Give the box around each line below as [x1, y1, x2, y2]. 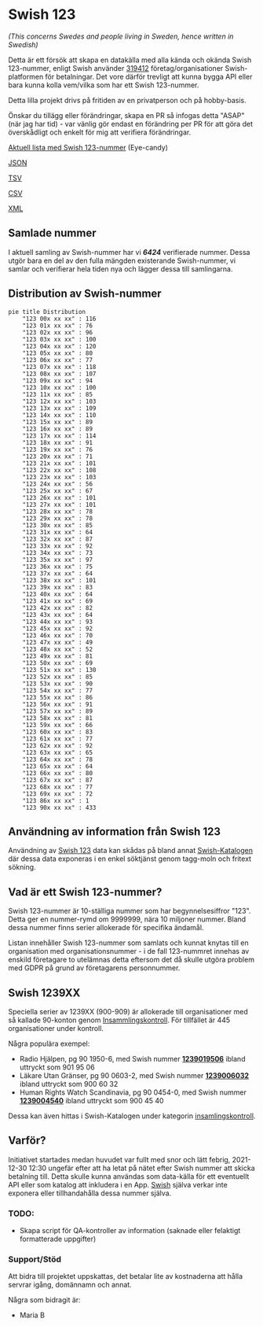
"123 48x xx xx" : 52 [22, 645, 93, 653]
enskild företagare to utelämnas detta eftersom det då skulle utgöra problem [8, 955, 255, 965]
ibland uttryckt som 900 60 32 [19, 1080, 119, 1088]
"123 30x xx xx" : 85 [22, 521, 93, 529]
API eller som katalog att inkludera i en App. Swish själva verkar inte [8, 1180, 228, 1189]
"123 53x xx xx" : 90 [22, 679, 93, 688]
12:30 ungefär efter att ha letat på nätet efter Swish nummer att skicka [28, 1163, 255, 1173]
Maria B [19, 1310, 46, 1320]
